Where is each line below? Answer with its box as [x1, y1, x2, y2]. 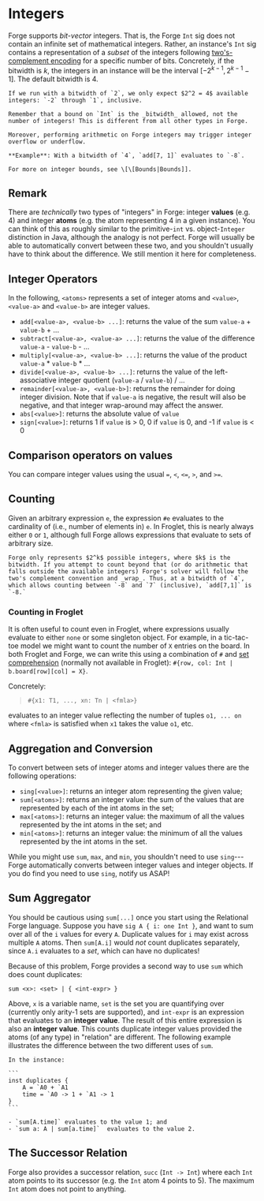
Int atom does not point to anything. [8, 1184, 127, 1193]
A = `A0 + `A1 [22, 1084, 69, 1091]
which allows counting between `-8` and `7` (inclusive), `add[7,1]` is [8, 581, 252, 589]
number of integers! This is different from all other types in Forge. [8, 117, 248, 125]
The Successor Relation [8, 1147, 128, 1160]
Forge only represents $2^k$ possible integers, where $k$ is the [8, 554, 231, 561]
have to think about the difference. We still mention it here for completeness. [8, 249, 257, 259]
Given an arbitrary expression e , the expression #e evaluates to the [8, 513, 225, 523]
